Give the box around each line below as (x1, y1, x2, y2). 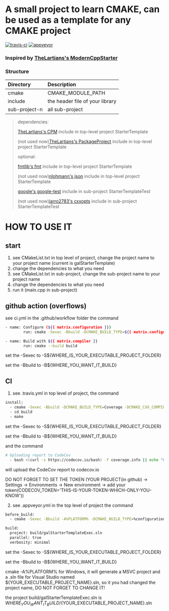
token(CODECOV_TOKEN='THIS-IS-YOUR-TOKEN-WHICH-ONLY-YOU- (5, 487, 152, 493)
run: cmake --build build (23, 343, 78, 348)
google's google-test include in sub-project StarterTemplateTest (17, 189, 151, 195)
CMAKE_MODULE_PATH (47, 89, 106, 97)
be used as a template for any (5, 14, 131, 26)
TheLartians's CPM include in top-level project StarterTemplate (17, 129, 148, 135)
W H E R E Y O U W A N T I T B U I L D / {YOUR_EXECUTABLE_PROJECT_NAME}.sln (5, 600, 152, 607)
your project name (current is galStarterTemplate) (12, 260, 115, 266)
